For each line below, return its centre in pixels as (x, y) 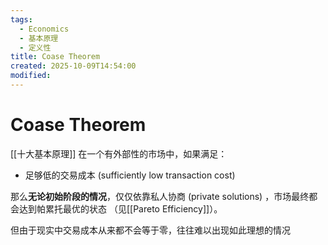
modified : (31, 76)
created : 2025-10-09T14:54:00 (73, 66)
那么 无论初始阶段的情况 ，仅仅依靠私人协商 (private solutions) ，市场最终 (160, 196)
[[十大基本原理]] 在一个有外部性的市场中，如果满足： (119, 153)
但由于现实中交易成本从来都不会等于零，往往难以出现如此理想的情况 (150, 230)
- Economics (44, 29)
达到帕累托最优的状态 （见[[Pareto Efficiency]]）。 (120, 208)
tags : (21, 19)
